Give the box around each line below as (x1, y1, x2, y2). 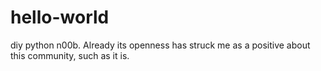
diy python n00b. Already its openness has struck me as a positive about (10, 39, 311, 51)
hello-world (10, 6, 110, 29)
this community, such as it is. (10, 49, 130, 61)
